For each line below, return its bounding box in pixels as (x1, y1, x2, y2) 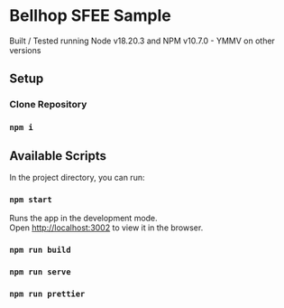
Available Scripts (9, 148, 106, 163)
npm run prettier (9, 289, 86, 299)
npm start (9, 194, 52, 204)
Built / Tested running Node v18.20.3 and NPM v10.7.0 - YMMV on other (9, 35, 275, 46)
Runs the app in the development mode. (9, 213, 158, 224)
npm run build (9, 245, 71, 256)
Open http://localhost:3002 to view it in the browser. (9, 222, 204, 233)
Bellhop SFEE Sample (9, 5, 171, 26)
